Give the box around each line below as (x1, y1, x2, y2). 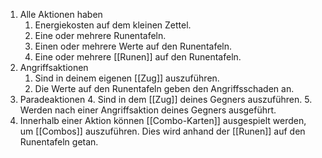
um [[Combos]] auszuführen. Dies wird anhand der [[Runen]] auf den (19, 125, 306, 137)
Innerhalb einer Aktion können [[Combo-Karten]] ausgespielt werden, (19, 115, 307, 126)
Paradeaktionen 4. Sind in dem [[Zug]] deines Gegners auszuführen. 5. (19, 94, 313, 105)
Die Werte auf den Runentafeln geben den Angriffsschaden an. (34, 83, 295, 94)
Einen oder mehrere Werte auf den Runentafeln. (34, 40, 233, 52)
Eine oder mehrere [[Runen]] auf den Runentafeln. (34, 51, 242, 63)
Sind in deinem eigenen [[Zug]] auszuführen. (34, 72, 220, 84)
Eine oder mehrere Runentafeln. (34, 30, 167, 41)
